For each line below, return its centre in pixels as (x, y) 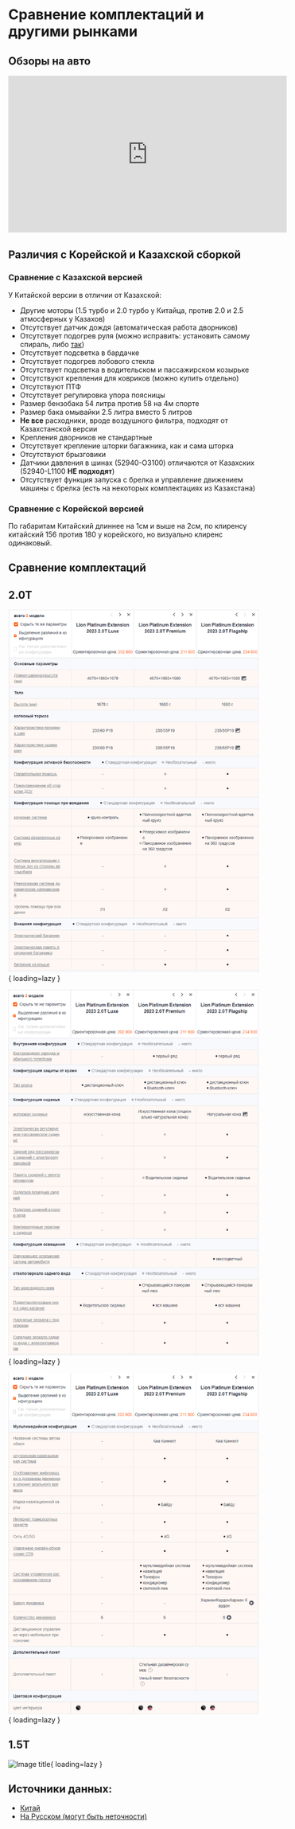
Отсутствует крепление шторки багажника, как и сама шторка (127, 446)
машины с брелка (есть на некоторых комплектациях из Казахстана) (138, 488)
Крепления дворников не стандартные (86, 437)
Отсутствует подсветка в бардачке (80, 353)
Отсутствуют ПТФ (50, 386)
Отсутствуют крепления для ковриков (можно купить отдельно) (129, 378)
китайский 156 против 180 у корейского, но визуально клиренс (116, 534)
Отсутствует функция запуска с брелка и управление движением (132, 479)
